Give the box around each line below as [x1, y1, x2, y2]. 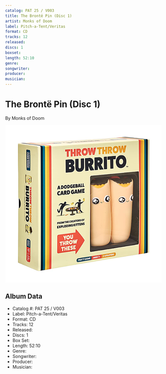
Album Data [5, 292, 43, 301]
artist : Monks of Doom [5, 18, 52, 23]
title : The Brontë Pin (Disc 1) [5, 13, 72, 18]
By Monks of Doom [5, 115, 45, 121]
